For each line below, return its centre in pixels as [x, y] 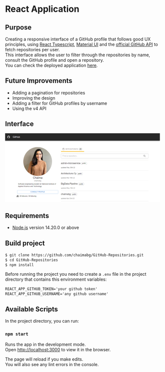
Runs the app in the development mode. [45, 344]
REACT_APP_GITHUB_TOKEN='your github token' [51, 289]
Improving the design [34, 98]
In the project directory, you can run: [42, 321]
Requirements [27, 216]
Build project [25, 243]
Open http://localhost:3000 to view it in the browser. [58, 350]
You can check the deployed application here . [52, 65]
